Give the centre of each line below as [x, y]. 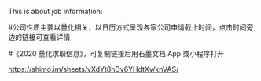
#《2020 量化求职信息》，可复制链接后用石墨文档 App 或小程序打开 [116, 53]
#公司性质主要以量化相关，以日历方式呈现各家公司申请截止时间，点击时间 [127, 27]
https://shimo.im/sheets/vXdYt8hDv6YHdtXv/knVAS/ [94, 69]
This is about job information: [55, 11]
